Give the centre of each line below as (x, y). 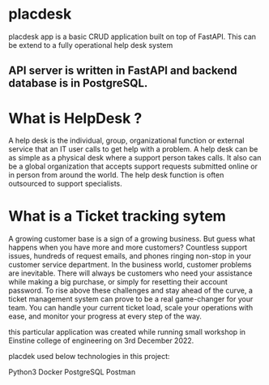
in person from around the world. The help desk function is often (116, 175)
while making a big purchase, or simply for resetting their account (118, 282)
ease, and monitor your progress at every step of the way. (105, 316)
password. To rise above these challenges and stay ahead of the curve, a (131, 291)
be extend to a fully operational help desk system (91, 45)
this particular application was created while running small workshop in (127, 332)
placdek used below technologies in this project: (89, 357)
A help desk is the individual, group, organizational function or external (126, 141)
